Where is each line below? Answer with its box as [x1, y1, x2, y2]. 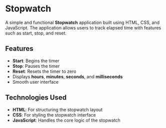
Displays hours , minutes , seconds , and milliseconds [12, 73, 123, 80]
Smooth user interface [12, 79, 59, 85]
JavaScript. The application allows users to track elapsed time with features [5, 24, 161, 30]
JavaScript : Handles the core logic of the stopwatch [12, 117, 121, 123]
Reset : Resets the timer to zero [12, 68, 76, 74]
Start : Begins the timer [12, 58, 59, 64]
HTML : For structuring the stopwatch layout [12, 107, 103, 113]
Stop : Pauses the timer [12, 63, 60, 69]
